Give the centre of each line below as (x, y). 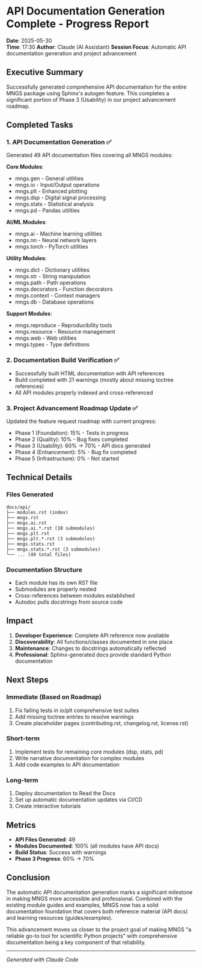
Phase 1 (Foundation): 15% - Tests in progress (72, 433)
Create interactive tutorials (48, 806)
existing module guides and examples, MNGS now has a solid (82, 905)
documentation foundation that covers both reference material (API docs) (97, 911)
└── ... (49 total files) (38, 554)
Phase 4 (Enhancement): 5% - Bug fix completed (76, 452)
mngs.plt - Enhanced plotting (51, 192)
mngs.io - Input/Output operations (57, 185)
